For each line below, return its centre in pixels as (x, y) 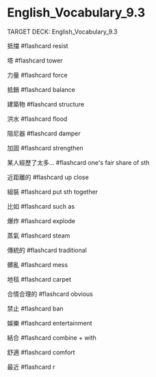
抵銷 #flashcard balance (41, 89)
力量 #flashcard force (37, 75)
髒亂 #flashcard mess (38, 264)
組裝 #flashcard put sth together (52, 192)
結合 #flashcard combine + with (52, 337)
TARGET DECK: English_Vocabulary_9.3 (62, 32)
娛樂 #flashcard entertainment (50, 323)
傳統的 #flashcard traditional (47, 250)
